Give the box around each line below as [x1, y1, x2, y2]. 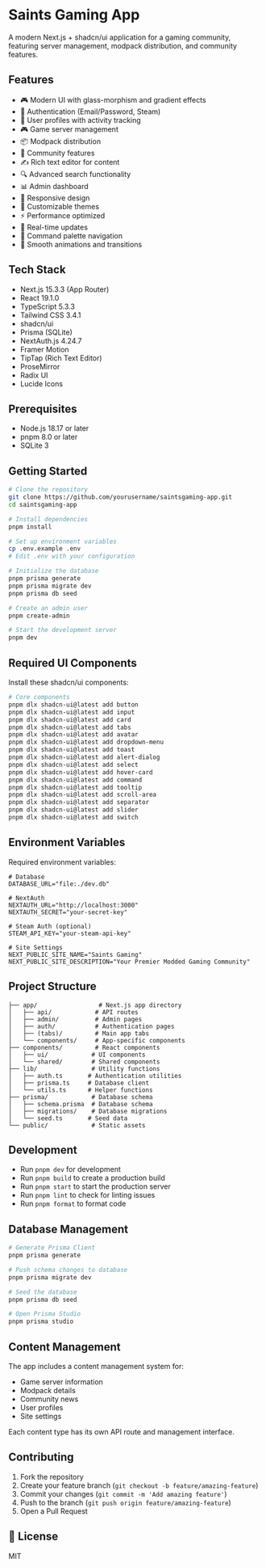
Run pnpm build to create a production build [19, 1173, 165, 1183]
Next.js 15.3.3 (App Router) [19, 284, 110, 294]
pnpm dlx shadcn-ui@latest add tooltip [8, 783, 143, 791]
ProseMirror [19, 361, 60, 371]
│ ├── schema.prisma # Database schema [8, 1100, 153, 1108]
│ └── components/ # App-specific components [8, 1036, 185, 1044]
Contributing [8, 1451, 74, 1464]
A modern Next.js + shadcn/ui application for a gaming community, [8, 32, 231, 42]
